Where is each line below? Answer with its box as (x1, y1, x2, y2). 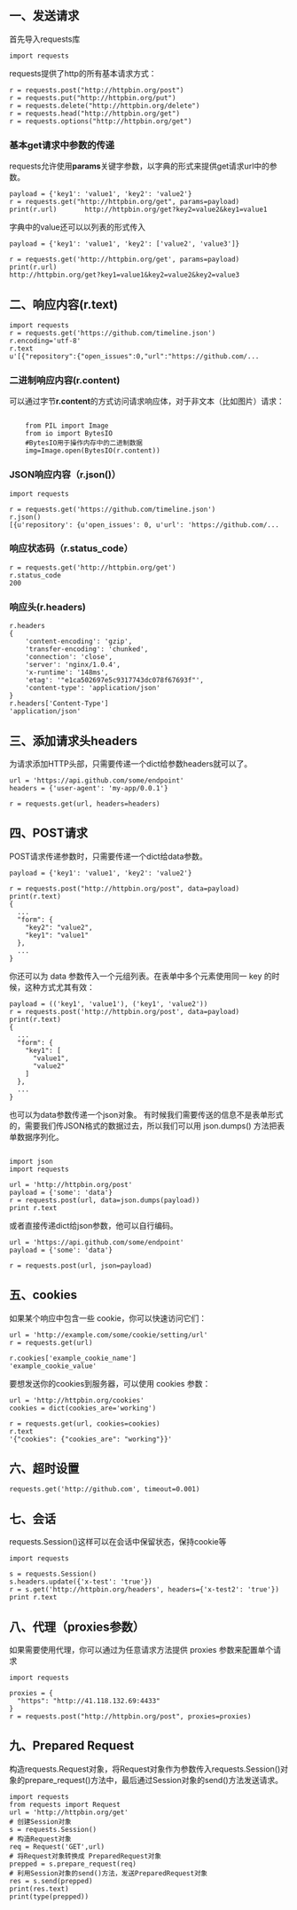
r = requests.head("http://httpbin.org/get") (9, 109, 180, 118)
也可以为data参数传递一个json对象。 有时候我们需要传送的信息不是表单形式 (9, 1109, 284, 1120)
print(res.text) (9, 1884, 69, 1893)
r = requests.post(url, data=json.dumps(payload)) (9, 1196, 200, 1205)
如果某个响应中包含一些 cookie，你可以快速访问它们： (9, 1312, 207, 1324)
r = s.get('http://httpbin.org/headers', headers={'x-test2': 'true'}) (9, 1585, 279, 1594)
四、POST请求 (9, 826, 89, 841)
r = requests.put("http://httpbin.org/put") (9, 93, 176, 102)
